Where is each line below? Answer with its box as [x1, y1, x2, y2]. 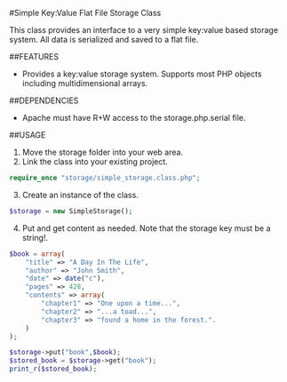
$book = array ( [9, 249, 66, 259]
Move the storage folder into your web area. [21, 147, 184, 157]
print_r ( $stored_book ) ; [9, 364, 98, 374]
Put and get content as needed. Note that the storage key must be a [21, 222, 271, 234]
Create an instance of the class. [21, 189, 140, 200]
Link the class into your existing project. [21, 156, 169, 167]
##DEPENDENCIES [9, 95, 79, 106]
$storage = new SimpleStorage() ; [9, 206, 133, 216]
